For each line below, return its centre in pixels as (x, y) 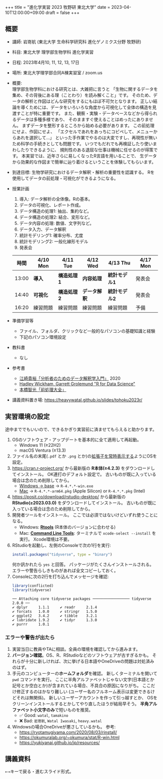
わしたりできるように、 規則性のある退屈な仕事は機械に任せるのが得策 (83, 150)
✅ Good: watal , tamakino (44, 715)
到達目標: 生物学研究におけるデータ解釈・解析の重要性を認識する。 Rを (83, 172)
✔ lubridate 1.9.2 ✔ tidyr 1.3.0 (54, 620)
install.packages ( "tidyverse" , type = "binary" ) (62, 554)
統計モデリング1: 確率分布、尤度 (51, 235)
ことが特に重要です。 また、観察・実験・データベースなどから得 (85, 113)
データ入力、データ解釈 (43, 229)
